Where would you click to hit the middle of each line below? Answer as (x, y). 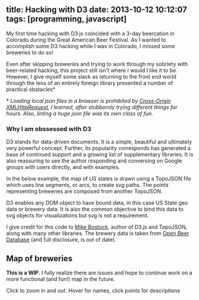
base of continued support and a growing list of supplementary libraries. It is (100, 155)
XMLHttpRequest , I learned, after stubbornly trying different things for (92, 107)
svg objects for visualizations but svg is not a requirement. (78, 215)
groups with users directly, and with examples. (63, 167)
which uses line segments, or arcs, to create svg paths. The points (87, 185)
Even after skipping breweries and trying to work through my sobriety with (97, 64)
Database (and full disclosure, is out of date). (61, 240)
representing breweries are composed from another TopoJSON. (84, 191)
